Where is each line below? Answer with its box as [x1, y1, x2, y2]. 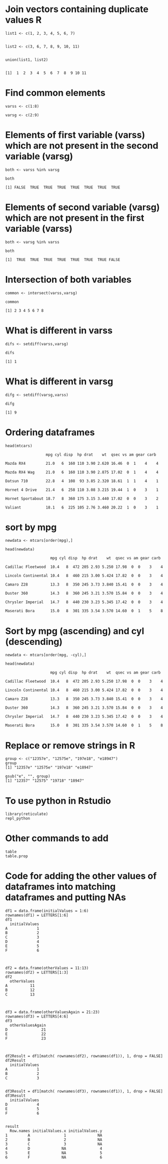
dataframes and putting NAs [5, 892, 126, 903]
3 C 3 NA [5, 1142, 102, 1147]
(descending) [5, 636, 63, 647]
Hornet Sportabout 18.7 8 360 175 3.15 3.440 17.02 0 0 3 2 [5, 496, 158, 501]
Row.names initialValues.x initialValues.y [10, 1128, 102, 1134]
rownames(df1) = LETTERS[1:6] [5, 913, 69, 918]
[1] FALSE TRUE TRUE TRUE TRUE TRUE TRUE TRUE [5, 185, 121, 190]
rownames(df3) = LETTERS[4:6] [5, 1014, 69, 1019]
